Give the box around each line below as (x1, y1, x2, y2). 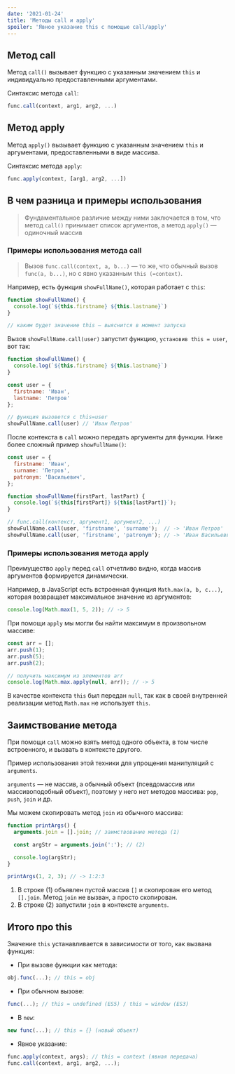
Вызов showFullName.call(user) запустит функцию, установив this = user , (7, 335, 227, 343)
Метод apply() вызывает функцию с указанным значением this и (7, 140, 204, 149)
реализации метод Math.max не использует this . (7, 699, 150, 708)
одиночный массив (24, 228, 83, 237)
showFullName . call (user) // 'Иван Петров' (7, 420, 133, 427)
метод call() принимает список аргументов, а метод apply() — (24, 220, 217, 229)
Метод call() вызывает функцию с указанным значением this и (7, 68, 201, 77)
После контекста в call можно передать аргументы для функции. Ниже (7, 433, 224, 442)
